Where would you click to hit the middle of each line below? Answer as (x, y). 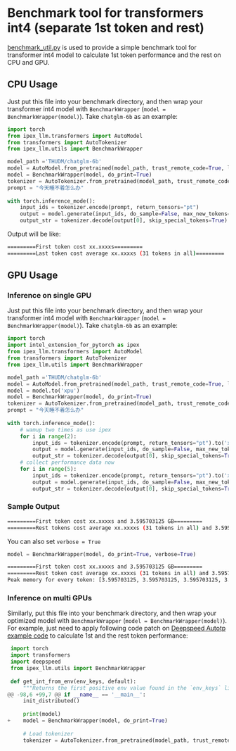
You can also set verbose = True (54, 541)
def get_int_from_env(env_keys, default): (73, 681)
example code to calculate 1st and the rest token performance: (98, 636)
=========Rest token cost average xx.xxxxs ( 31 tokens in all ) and (108, 574)
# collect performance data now (67, 462)
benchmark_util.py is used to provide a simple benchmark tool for (102, 47)
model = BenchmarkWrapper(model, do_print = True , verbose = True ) (102, 554)
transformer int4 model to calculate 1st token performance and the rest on (114, 55)
